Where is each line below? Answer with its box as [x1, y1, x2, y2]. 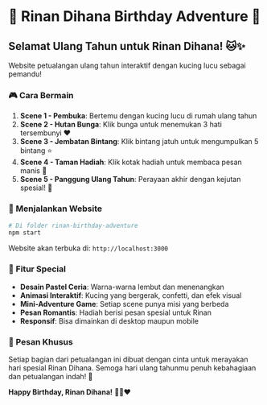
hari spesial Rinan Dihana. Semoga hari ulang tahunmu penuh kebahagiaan [8, 362, 257, 373]
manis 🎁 [19, 166, 47, 176]
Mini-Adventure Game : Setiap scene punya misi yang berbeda [19, 299, 229, 308]
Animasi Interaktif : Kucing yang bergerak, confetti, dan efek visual [19, 290, 242, 300]
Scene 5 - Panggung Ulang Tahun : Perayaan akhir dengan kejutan [19, 175, 241, 184]
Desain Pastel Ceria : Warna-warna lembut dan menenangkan [19, 282, 225, 291]
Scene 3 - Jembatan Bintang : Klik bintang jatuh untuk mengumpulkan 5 [19, 137, 259, 147]
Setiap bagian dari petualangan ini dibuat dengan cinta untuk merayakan [8, 354, 249, 364]
